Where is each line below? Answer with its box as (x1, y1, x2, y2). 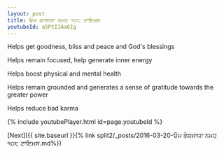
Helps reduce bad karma (7, 104, 79, 113)
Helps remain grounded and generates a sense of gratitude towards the (7, 83, 214, 92)
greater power (7, 90, 48, 99)
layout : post (7, 10, 45, 17)
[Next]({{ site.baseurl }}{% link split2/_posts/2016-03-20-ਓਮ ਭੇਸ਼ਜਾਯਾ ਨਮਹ (7, 131, 217, 140)
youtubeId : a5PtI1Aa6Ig (7, 23, 77, 30)
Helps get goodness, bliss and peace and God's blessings (7, 43, 175, 51)
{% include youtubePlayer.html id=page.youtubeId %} (7, 118, 163, 126)
